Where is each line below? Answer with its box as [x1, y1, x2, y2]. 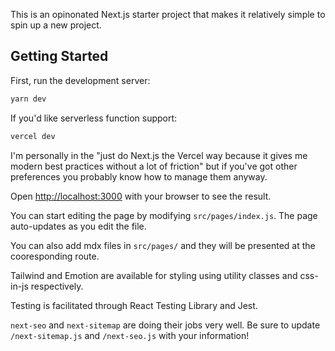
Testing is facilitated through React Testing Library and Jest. [10, 299, 258, 311]
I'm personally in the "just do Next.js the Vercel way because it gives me [10, 149, 308, 161]
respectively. [30, 280, 84, 292]
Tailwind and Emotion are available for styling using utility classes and [10, 269, 298, 281]
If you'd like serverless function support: [10, 112, 178, 124]
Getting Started [10, 48, 109, 65]
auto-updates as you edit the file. [10, 220, 147, 232]
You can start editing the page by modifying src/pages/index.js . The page [10, 209, 318, 221]
